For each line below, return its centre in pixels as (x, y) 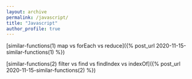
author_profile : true (33, 29)
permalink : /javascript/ (37, 17)
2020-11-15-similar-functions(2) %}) (51, 71)
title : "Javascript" (32, 23)
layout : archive (26, 12)
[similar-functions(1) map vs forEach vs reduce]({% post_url (81, 46)
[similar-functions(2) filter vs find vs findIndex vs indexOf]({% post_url (93, 64)
